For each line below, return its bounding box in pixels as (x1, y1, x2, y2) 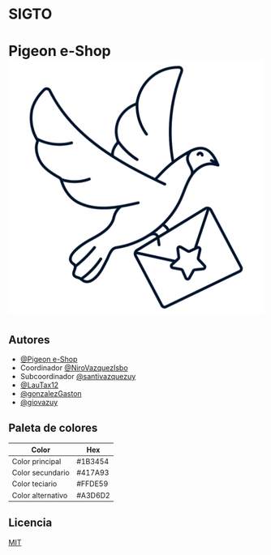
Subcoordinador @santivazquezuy (19, 372, 136, 382)
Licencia (8, 516, 53, 530)
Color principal (11, 456, 62, 466)
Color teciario (11, 479, 58, 489)
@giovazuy (19, 398, 58, 408)
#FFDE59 (76, 479, 109, 489)
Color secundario (11, 467, 71, 477)
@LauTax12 (19, 380, 59, 390)
